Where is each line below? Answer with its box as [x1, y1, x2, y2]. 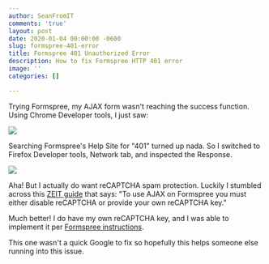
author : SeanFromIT [8, 11, 75, 20]
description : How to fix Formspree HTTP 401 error [8, 57, 183, 66]
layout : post [8, 27, 53, 35]
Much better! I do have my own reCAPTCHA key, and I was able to [8, 213, 229, 223]
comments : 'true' [8, 19, 67, 28]
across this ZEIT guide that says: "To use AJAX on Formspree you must [8, 189, 247, 198]
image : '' [8, 65, 42, 73]
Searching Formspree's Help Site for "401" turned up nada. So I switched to [8, 141, 261, 151]
